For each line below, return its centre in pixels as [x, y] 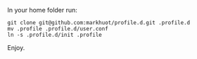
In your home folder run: [42, 10]
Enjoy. [16, 48]
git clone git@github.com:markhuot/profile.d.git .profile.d [99, 23]
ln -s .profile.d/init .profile [55, 35]
